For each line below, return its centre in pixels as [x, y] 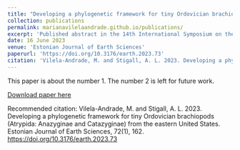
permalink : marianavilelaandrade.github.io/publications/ [95, 27]
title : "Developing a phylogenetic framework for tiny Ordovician [108, 14]
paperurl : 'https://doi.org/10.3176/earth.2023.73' [86, 54]
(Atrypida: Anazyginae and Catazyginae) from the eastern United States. [114, 124]
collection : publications [46, 21]
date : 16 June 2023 [36, 41]
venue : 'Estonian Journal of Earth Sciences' [76, 47]
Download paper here [39, 94]
